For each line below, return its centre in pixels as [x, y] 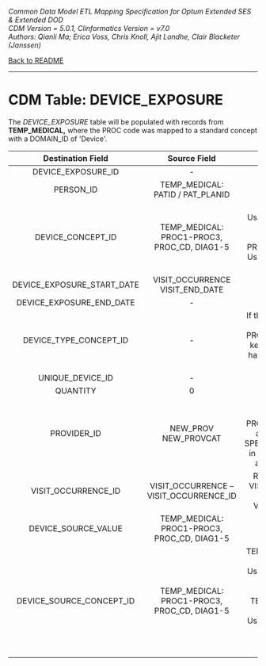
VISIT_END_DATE [192, 289]
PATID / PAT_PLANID [192, 194]
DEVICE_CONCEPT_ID [76, 237]
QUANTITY [76, 390]
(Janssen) [25, 45]
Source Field [192, 158]
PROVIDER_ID [76, 433]
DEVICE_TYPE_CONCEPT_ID [76, 340]
